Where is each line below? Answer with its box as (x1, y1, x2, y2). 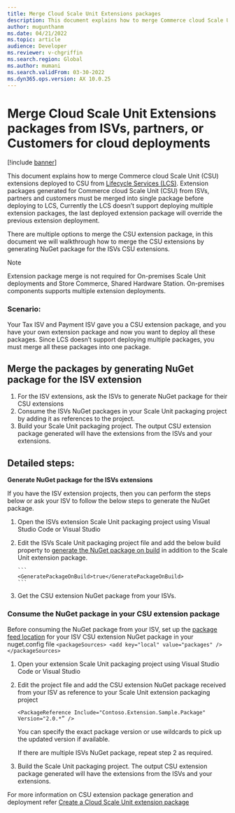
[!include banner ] (7, 158, 57, 167)
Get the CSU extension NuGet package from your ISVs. (17, 592, 176, 600)
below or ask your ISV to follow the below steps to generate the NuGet (7, 497, 211, 505)
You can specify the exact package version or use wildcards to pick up (17, 727, 222, 735)
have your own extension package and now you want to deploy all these (7, 327, 215, 336)
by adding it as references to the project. (17, 414, 135, 423)
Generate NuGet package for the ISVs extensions (7, 476, 153, 484)
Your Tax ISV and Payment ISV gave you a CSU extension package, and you (7, 320, 227, 329)
